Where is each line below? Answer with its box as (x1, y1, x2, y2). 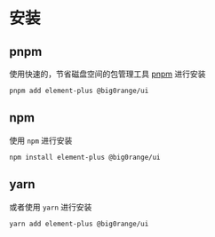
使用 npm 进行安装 (9, 135, 73, 146)
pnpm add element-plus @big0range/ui (9, 86, 149, 95)
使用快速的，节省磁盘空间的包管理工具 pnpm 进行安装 (9, 68, 206, 79)
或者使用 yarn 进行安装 (9, 201, 92, 212)
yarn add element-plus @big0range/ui (9, 219, 149, 228)
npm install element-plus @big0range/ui (9, 153, 162, 162)
